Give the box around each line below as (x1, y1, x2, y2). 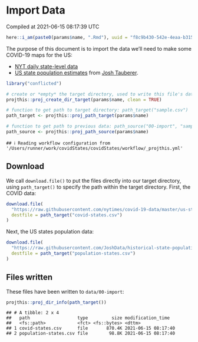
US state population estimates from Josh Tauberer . (14, 69, 138, 76)
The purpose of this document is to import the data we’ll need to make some (6, 45, 192, 52)
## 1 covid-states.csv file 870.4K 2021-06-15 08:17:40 (6, 325, 176, 331)
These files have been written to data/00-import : (6, 288, 124, 295)
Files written (6, 272, 53, 282)
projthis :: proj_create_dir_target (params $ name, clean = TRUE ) (6, 97, 162, 103)
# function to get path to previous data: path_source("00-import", (6, 123, 178, 130)
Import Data (6, 4, 66, 17)
